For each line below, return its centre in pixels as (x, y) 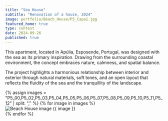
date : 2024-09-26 (23, 33)
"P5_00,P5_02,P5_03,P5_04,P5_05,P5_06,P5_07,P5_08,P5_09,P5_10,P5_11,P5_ (84, 97)
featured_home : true (27, 24)
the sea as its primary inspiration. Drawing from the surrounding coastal (79, 57)
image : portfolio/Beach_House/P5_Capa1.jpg (51, 19)
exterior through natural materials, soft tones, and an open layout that (77, 77)
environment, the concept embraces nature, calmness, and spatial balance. (83, 62)
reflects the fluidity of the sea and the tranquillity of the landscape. (74, 82)
